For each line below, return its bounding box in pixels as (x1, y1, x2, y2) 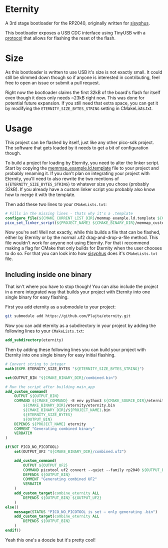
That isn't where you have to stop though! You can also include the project (5, 283, 158, 289)
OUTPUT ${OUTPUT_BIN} (14, 393, 59, 398)
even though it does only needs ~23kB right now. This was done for (5, 94, 145, 100)
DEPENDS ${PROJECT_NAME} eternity (14, 421, 86, 426)
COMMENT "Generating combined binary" (14, 426, 95, 431)
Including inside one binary (5, 270, 92, 278)
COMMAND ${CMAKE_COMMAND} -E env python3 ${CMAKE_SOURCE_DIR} (14, 398, 146, 403)
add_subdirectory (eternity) (5, 337, 64, 343)
